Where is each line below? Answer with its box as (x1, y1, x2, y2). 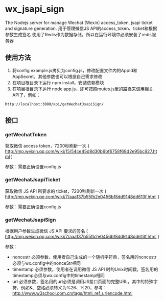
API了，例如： (12, 92, 41, 98)
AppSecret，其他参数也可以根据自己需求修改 (12, 74, 103, 79)
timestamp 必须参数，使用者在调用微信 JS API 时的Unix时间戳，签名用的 (12, 266, 158, 273)
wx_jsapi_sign (5, 3, 65, 15)
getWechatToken (5, 131, 47, 138)
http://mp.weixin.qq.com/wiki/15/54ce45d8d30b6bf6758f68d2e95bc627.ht (5, 149, 158, 154)
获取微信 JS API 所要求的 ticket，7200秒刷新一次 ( (5, 188, 107, 194)
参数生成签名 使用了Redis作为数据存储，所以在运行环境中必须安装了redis (5, 31, 152, 37)
